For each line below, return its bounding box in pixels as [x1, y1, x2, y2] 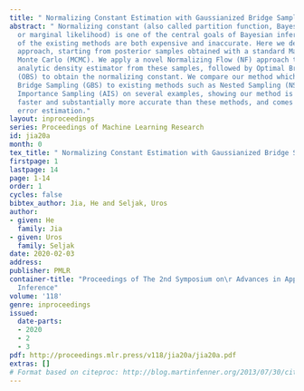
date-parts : [17, 317, 63, 327]
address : [9, 258, 43, 268]
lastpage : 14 [9, 165, 59, 174]
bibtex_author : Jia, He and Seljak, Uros [9, 199, 168, 209]
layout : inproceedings [9, 114, 95, 123]
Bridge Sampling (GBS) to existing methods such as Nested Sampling [17, 81, 281, 90]
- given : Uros [9, 232, 63, 241]
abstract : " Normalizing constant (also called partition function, [9, 22, 273, 31]
